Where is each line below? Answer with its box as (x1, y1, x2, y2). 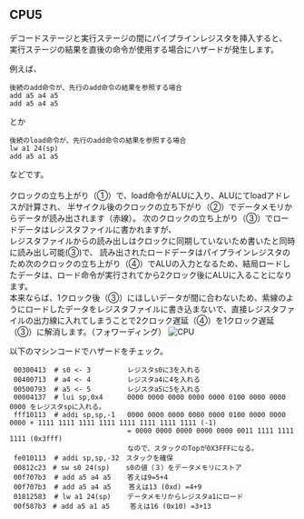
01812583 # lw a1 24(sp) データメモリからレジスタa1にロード (13, 492, 243, 501)
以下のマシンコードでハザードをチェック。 (9, 345, 168, 356)
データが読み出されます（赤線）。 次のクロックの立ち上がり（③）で (16, 213, 274, 224)
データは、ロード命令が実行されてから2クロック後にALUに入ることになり (16, 269, 293, 280)
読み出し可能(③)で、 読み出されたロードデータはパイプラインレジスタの (16, 246, 291, 257)
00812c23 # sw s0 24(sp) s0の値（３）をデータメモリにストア (13, 463, 242, 472)
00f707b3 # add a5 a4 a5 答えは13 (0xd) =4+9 (13, 482, 202, 492)
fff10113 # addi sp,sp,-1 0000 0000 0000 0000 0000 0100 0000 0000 (13, 410, 286, 419)
